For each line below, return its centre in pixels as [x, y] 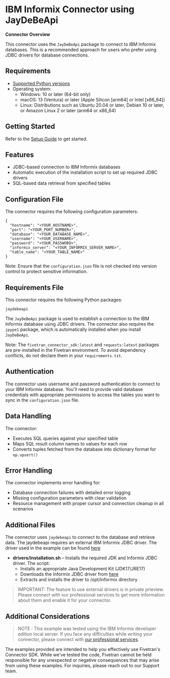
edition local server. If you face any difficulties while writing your [85, 634]
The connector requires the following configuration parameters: [72, 212]
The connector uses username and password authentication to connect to [83, 384]
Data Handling [28, 416]
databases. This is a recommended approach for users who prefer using [81, 49]
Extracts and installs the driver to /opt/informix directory [79, 580]
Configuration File [35, 199]
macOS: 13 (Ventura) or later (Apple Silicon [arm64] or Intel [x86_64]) [93, 99]
